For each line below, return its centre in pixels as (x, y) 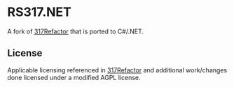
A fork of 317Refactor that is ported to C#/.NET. (75, 31)
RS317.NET (40, 12)
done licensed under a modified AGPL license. (74, 77)
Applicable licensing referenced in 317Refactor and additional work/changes (117, 70)
